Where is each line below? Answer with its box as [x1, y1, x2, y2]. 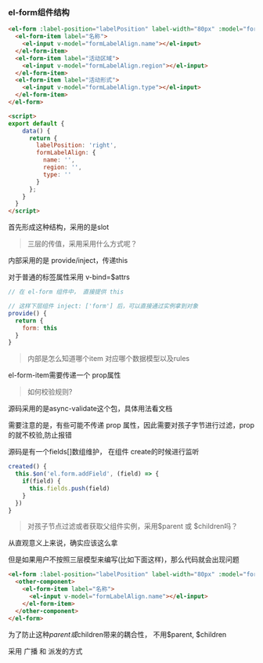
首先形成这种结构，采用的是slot [8, 222, 110, 232]
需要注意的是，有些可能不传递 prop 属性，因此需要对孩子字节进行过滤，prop [8, 421, 255, 430]
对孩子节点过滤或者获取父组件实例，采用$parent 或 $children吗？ [27, 522, 239, 531]
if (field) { [22, 477, 61, 486]
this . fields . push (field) [28, 484, 110, 492]
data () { [22, 127, 51, 135]
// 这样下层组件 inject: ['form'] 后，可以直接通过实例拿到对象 [8, 302, 199, 311]
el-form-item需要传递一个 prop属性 [8, 370, 121, 380]
